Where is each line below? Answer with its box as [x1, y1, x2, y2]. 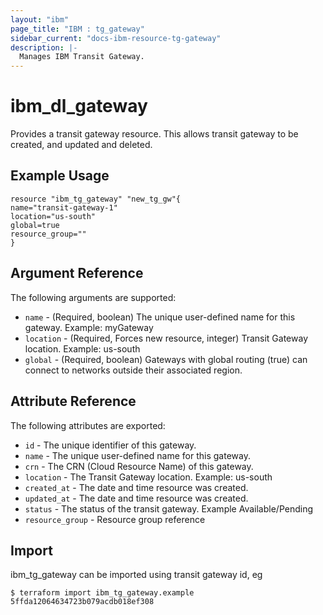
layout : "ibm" [10, 14, 70, 25]
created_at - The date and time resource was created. [24, 481, 249, 493]
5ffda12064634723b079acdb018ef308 [10, 597, 155, 607]
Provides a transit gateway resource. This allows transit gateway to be [10, 128, 299, 140]
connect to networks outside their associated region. [24, 364, 243, 376]
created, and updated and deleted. [10, 139, 153, 151]
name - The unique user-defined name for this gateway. [24, 449, 251, 461]
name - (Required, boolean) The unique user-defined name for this [24, 311, 296, 323]
